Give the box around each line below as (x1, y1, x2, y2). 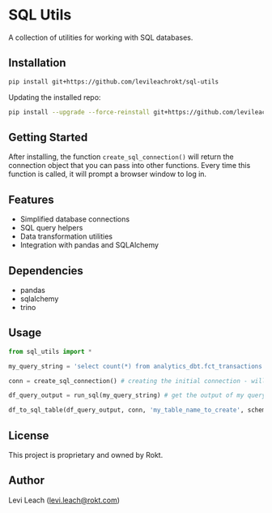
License (8, 429, 49, 442)
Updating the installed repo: (8, 92, 101, 102)
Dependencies (8, 264, 83, 278)
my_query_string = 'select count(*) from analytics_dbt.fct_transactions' (8, 362, 266, 370)
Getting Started (8, 130, 88, 144)
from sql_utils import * (8, 347, 92, 356)
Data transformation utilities (19, 231, 113, 241)
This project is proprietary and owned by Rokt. (8, 450, 164, 459)
